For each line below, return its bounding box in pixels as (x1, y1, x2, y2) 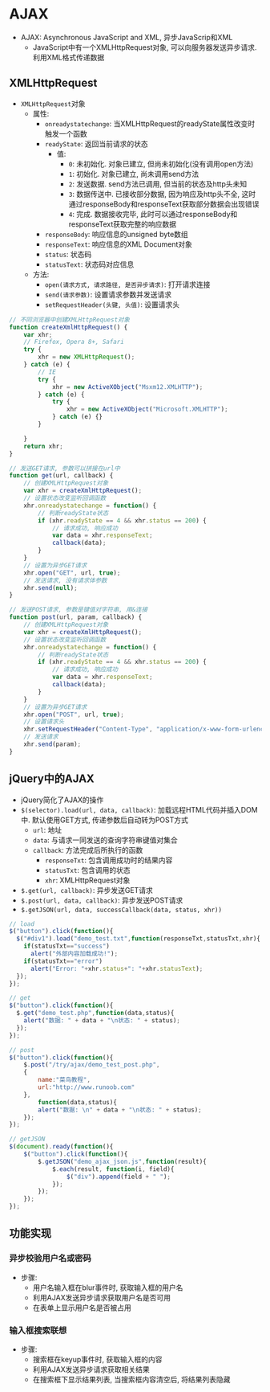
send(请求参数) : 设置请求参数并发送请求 (44, 289, 171, 299)
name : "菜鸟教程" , (38, 1076, 91, 1084)
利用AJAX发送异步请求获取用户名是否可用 (32, 1292, 171, 1302)
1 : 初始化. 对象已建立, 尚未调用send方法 (68, 169, 199, 178)
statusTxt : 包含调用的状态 (44, 865, 131, 874)
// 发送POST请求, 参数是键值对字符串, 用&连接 (9, 606, 148, 614)
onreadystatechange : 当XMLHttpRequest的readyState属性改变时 (44, 118, 256, 129)
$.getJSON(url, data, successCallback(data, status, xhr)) (20, 906, 223, 914)
